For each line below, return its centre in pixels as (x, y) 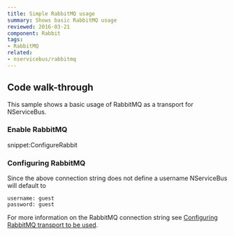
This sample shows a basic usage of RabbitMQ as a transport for (100, 104)
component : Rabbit (34, 33)
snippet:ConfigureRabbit (43, 145)
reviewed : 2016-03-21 (39, 27)
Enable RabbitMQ (37, 130)
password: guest (31, 205)
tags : (15, 40)
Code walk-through (50, 88)
